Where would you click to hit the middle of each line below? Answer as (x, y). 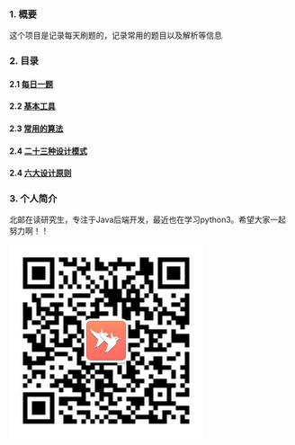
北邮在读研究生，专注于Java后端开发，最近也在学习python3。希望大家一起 (147, 220)
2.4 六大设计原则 (40, 174)
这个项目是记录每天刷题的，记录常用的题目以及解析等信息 (116, 36)
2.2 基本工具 (32, 106)
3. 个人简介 (33, 199)
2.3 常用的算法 (36, 129)
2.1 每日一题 (31, 84)
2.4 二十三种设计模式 (49, 151)
